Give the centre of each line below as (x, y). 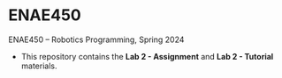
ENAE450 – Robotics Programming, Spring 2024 (96, 39)
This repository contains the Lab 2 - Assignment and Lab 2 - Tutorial (147, 56)
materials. (39, 66)
